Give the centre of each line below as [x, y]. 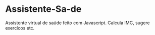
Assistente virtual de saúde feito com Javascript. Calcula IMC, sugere [77, 23]
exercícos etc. [20, 28]
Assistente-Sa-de [43, 9]
